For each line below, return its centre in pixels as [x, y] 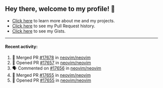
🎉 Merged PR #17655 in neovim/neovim [51, 75]
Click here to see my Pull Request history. [54, 26]
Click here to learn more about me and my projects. [63, 20]
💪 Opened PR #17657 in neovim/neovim [51, 63]
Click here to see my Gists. [39, 31]
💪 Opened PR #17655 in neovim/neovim [51, 80]
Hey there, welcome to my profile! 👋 [60, 9]
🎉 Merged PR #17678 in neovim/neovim [51, 58]
